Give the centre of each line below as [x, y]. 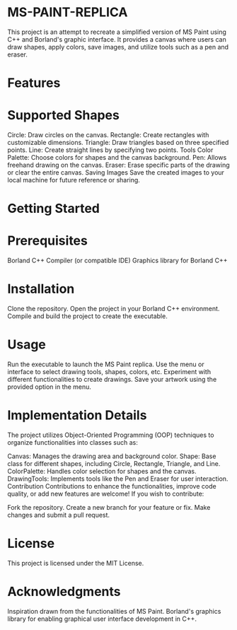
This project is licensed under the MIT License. [76, 563]
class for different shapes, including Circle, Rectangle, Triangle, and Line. [114, 463]
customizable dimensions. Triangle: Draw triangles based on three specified [118, 143]
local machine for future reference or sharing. [74, 180]
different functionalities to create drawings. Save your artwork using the [112, 380]
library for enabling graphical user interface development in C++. [102, 619]
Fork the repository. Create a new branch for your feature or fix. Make [109, 507]
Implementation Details [77, 415]
